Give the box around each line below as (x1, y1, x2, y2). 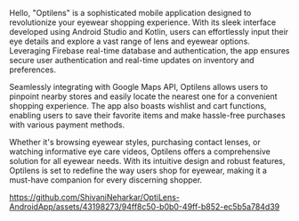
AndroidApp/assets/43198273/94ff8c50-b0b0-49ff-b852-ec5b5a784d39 (9, 201, 280, 212)
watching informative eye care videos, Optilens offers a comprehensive (9, 146, 271, 157)
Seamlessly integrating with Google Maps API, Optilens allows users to (9, 82, 269, 92)
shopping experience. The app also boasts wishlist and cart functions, (9, 101, 267, 110)
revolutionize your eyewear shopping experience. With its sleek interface (9, 17, 277, 28)
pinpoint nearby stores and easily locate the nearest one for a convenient (9, 91, 278, 102)
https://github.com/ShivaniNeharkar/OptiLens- (9, 192, 181, 202)
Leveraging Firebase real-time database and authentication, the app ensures (9, 45, 290, 56)
